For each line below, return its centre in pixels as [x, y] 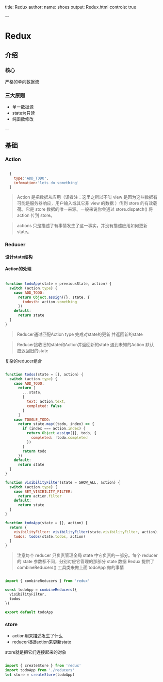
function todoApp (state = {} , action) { [47, 523]
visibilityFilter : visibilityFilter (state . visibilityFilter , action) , [87, 532]
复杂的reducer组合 [24, 361]
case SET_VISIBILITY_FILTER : [43, 492]
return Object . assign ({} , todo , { [61, 433]
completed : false [44, 406]
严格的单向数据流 [22, 82]
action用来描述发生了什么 [37, 635]
